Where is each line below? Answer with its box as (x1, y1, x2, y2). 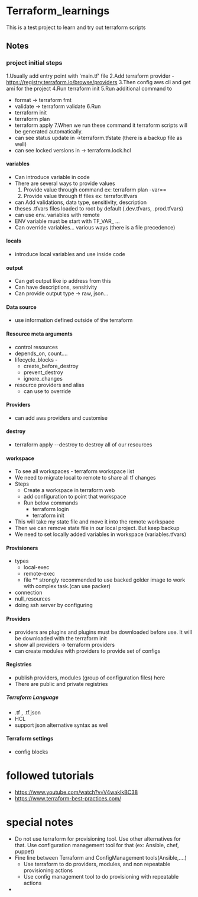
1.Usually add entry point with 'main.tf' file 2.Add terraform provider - (6, 72, 174, 79)
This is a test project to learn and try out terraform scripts (6, 24, 146, 31)
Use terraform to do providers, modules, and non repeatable (23, 860, 171, 867)
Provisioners (6, 544, 38, 551)
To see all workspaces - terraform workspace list (14, 468, 135, 475)
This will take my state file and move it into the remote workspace (14, 518, 175, 525)
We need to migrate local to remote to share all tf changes (14, 474, 156, 481)
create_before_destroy (23, 362, 79, 369)
